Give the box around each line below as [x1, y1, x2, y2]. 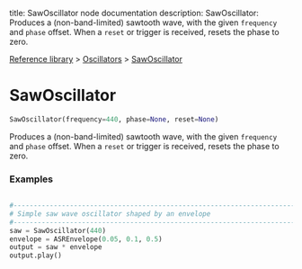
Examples [9, 173, 54, 185]
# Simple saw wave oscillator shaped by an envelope [9, 209, 211, 219]
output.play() [9, 251, 63, 260]
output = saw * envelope [9, 243, 102, 252]
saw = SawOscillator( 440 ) [9, 226, 106, 235]
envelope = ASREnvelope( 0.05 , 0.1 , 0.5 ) [9, 234, 164, 244]
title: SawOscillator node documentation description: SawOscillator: [9, 8, 259, 18]
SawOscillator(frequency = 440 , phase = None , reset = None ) [9, 114, 219, 124]
